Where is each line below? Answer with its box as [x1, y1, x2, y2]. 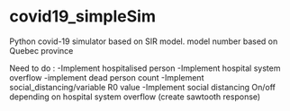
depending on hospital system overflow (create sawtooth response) [9, 91, 261, 102]
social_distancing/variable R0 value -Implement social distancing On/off [9, 81, 276, 92]
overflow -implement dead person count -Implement [9, 72, 204, 82]
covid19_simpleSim [9, 6, 156, 27]
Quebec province [9, 45, 74, 55]
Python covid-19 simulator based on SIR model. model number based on [9, 36, 278, 47]
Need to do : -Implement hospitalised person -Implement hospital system [9, 63, 281, 73]
